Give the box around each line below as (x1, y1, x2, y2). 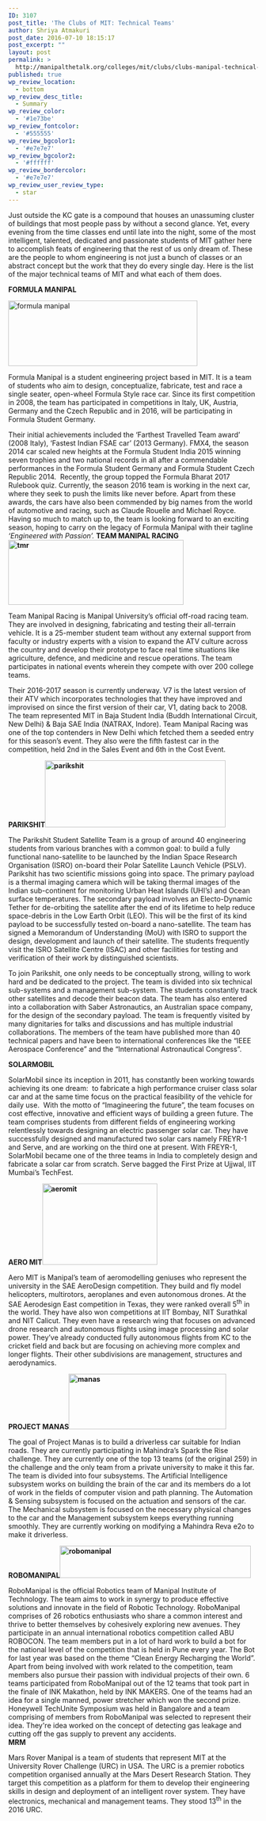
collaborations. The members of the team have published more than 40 (8, 1027, 241, 1037)
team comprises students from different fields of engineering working (8, 1117, 236, 1127)
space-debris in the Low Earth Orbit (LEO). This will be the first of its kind (8, 911, 248, 920)
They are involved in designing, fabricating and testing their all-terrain (8, 619, 236, 629)
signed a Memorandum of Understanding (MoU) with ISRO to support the (8, 928, 247, 937)
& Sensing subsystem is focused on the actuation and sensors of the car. (8, 1496, 247, 1506)
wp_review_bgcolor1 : (8, 136, 77, 145)
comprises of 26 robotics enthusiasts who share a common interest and (8, 1611, 243, 1621)
